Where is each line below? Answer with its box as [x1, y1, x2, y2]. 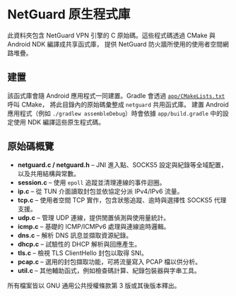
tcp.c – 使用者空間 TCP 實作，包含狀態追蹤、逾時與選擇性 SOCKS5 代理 [17, 195, 227, 204]
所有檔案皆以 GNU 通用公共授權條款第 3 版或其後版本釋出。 [7, 281, 181, 290]
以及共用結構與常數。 [17, 169, 80, 178]
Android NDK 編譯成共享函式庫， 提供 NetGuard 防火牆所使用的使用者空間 [7, 39, 223, 48]
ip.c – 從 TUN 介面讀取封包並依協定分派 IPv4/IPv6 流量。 [17, 187, 184, 195]
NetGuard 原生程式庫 [7, 6, 131, 23]
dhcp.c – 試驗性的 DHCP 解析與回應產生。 [17, 240, 141, 248]
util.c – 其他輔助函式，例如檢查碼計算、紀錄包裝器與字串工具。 [17, 266, 201, 275]
